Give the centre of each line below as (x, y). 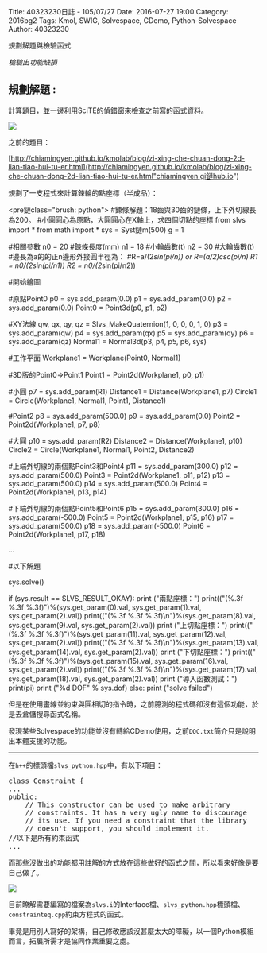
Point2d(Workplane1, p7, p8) (54, 424)
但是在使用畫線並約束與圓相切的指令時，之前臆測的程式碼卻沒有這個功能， (130, 704)
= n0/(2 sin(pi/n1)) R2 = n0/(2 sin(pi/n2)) (72, 265)
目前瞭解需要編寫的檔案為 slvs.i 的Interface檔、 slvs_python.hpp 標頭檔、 (126, 904)
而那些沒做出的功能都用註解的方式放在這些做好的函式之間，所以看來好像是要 (133, 862)
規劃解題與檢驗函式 (40, 45)
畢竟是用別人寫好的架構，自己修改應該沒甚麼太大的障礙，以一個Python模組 (131, 931)
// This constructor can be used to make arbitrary (128, 804)
